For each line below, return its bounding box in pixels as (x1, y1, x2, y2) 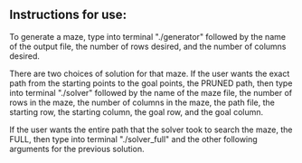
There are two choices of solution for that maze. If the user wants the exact (9, 68, 290, 79)
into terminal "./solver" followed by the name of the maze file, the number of (9, 87, 292, 98)
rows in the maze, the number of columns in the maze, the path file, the (9, 97, 276, 108)
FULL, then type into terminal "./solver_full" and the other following (9, 133, 258, 144)
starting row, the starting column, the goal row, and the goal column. (9, 106, 264, 117)
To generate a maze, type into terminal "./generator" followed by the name (9, 31, 287, 42)
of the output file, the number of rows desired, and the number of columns (9, 41, 287, 52)
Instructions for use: (9, 7, 127, 23)
